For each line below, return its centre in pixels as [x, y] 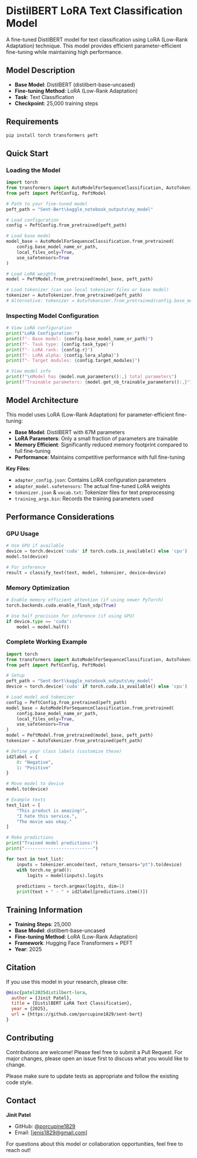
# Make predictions [30, 838]
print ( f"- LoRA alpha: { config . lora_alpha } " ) [62, 355]
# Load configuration [33, 220]
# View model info [28, 371]
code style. [20, 1082]
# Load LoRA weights [31, 274]
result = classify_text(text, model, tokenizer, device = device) [86, 573]
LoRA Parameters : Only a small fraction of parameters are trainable [96, 438]
